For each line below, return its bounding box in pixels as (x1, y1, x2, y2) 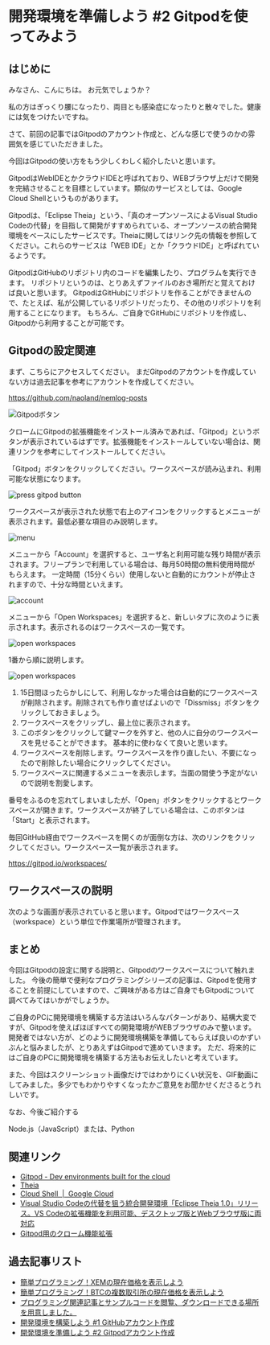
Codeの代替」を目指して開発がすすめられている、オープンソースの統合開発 (8, 220, 257, 230)
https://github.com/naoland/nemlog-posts (8, 393, 148, 402)
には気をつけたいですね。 (8, 112, 93, 121)
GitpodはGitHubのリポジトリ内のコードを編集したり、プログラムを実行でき (8, 268, 257, 278)
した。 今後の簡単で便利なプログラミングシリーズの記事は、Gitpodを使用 (8, 975, 251, 985)
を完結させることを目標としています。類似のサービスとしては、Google (8, 183, 243, 193)
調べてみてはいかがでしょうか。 (8, 995, 114, 1006)
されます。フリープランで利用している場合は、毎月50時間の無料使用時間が (8, 559, 256, 569)
